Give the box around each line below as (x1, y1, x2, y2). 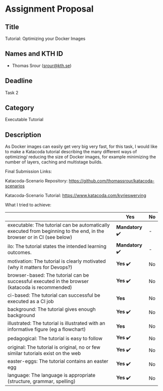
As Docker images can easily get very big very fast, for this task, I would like (5, 143, 158, 149)
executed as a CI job (7, 298, 54, 305)
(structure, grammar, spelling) (7, 378, 76, 385)
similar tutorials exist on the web (7, 350, 81, 357)
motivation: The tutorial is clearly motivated (7, 258, 106, 265)
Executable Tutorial (5, 117, 44, 123)
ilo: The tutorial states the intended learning (7, 243, 107, 249)
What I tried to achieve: (5, 202, 52, 208)
